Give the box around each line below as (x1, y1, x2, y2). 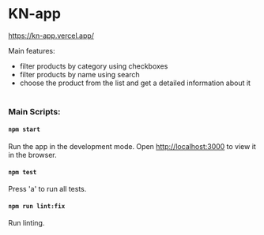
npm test (8, 168, 37, 176)
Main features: (8, 46, 55, 55)
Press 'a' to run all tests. (8, 185, 87, 194)
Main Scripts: (8, 106, 61, 117)
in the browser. (8, 151, 57, 160)
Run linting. (8, 218, 45, 228)
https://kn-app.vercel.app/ (8, 31, 95, 40)
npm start (8, 125, 41, 134)
